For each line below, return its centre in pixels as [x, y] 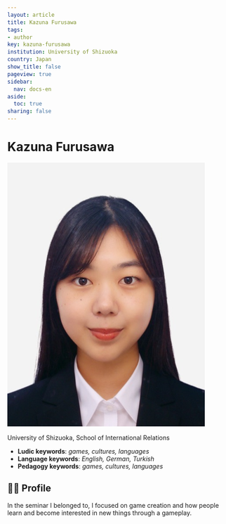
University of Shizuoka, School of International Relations [88, 437]
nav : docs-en [33, 89]
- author [20, 37]
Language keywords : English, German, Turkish [86, 459]
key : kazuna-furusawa [39, 45]
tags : [15, 30]
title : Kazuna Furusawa [42, 22]
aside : [17, 96]
